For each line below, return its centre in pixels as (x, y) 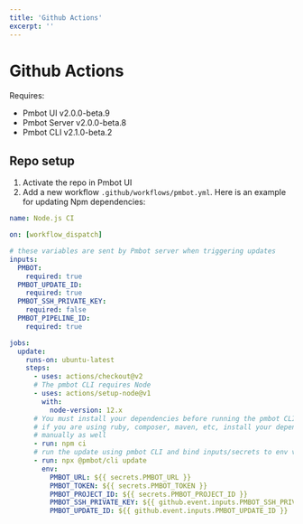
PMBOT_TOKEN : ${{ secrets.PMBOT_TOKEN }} (128, 486)
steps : (38, 368)
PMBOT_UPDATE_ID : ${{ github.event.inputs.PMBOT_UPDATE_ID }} (169, 511)
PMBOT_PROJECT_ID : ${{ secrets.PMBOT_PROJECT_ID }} (148, 494)
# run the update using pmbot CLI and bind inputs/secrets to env (161, 453)
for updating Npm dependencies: (84, 202)
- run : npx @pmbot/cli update (90, 461)
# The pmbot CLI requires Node (92, 385)
